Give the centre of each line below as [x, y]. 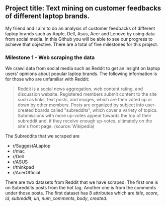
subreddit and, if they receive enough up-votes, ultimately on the [85, 121]
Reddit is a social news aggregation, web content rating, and [80, 89]
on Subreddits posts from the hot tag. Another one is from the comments [81, 188]
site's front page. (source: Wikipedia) [56, 126]
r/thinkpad [23, 167]
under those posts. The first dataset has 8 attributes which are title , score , [82, 193]
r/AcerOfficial [26, 173]
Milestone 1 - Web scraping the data [50, 57]
